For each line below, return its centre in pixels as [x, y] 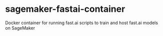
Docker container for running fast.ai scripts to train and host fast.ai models [82, 23]
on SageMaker [20, 28]
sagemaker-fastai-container [65, 9]
